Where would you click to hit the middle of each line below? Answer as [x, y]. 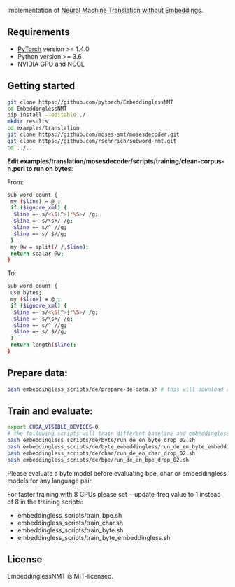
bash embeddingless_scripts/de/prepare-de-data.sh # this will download [115, 389]
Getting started [41, 86]
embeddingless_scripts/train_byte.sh [70, 530]
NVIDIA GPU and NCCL [51, 64]
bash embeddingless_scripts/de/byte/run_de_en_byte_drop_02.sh [101, 441]
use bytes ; [26, 293]
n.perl [16, 168]
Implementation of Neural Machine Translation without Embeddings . [105, 10]
